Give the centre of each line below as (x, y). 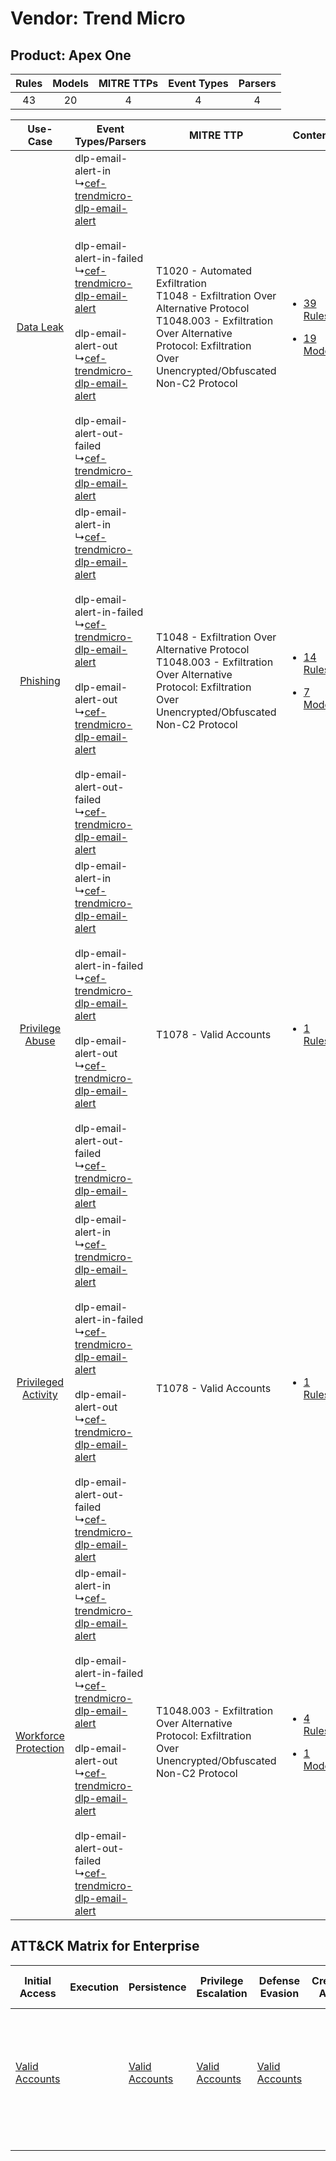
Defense (279, 1980)
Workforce (40, 1735)
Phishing (40, 680)
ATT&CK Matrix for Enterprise (105, 1946)
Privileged (40, 1382)
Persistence (157, 1987)
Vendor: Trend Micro (98, 18)
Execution (94, 1987)
